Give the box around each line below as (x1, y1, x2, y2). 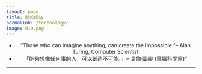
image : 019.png (6, 25, 44, 32)
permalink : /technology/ (6, 20, 69, 26)
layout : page (6, 8, 39, 15)
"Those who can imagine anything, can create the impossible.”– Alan (20, 42, 191, 49)
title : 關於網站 (6, 14, 43, 20)
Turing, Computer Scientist (72, 48, 139, 55)
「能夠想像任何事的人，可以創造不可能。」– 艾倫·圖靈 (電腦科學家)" (23, 55, 188, 63)
